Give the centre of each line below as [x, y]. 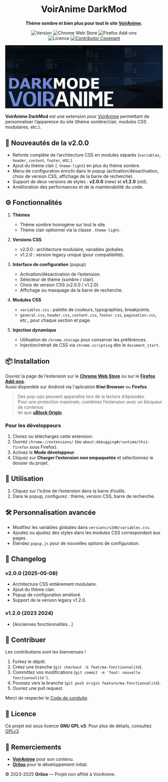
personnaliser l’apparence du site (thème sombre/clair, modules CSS [76, 122]
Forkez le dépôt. [29, 662]
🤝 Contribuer [25, 640]
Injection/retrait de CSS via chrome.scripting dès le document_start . [90, 345]
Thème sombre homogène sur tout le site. [63, 224]
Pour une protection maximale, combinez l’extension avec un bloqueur [90, 402]
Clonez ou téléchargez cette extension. [53, 436]
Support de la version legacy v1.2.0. [49, 600]
